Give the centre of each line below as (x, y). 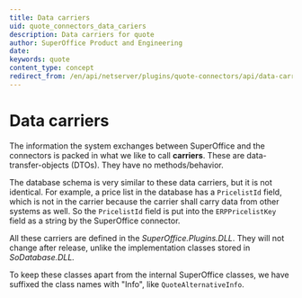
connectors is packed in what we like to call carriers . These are (127, 155)
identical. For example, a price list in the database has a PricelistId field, (146, 192)
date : (19, 51)
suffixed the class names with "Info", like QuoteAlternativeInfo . (127, 284)
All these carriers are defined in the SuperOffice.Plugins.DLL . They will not (147, 238)
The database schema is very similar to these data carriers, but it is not (141, 182)
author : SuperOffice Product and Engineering (96, 43)
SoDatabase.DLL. (42, 257)
